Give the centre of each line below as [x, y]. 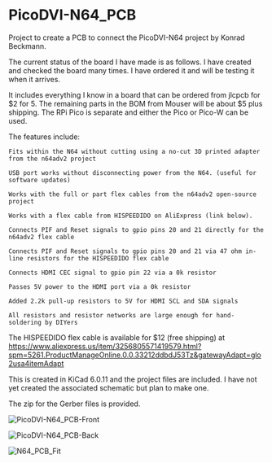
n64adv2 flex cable [42, 237]
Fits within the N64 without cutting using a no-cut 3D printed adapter [134, 151]
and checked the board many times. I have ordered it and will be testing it [132, 70]
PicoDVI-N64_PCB [72, 15]
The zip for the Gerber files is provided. [75, 404]
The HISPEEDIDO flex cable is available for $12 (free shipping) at [117, 337]
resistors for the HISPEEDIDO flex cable [98, 258]
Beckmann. [27, 46]
